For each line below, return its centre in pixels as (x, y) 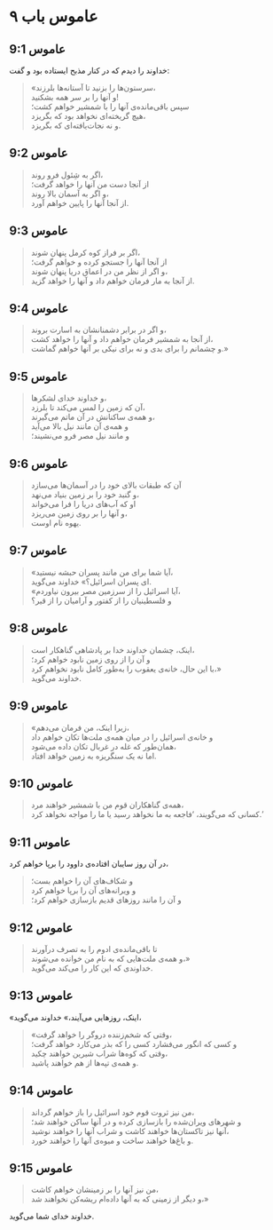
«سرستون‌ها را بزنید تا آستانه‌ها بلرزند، (94, 87)
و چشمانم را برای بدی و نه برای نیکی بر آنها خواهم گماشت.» (129, 349)
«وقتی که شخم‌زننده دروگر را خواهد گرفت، (101, 1034)
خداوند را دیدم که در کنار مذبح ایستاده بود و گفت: (90, 70)
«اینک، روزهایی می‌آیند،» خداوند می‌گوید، (75, 1017)
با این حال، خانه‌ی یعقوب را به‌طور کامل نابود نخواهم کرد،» (126, 669)
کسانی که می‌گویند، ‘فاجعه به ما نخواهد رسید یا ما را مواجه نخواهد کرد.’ (147, 814)
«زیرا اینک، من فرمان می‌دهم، (80, 727)
